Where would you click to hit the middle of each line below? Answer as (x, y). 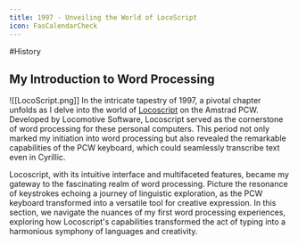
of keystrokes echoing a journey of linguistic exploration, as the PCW (136, 193)
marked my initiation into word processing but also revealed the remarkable (148, 138)
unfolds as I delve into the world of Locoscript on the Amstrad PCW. (134, 110)
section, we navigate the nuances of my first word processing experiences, (148, 212)
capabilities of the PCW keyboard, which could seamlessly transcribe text (145, 148)
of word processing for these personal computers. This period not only (140, 129)
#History (25, 51)
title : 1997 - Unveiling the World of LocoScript (103, 17)
